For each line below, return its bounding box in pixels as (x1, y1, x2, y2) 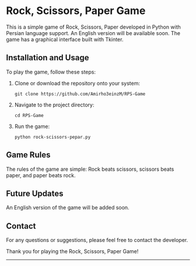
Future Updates (6, 188, 64, 198)
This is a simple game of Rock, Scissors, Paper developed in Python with (6, 23, 181, 30)
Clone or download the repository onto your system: (14, 80, 141, 87)
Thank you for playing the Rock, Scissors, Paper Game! (6, 248, 139, 255)
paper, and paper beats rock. (6, 171, 76, 179)
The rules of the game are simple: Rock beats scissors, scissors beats (6, 165, 174, 172)
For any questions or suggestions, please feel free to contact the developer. (6, 237, 188, 244)
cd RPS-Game (14, 112, 44, 118)
